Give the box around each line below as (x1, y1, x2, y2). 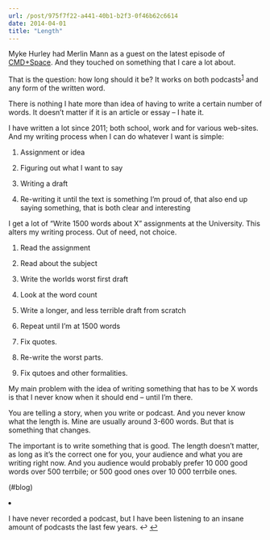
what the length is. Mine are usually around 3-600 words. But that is (8, 417, 235, 427)
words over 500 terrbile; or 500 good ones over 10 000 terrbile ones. (8, 466, 238, 477)
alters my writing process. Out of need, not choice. (8, 227, 177, 237)
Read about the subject (19, 259, 98, 268)
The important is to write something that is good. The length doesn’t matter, (8, 441, 260, 451)
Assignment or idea (19, 147, 85, 158)
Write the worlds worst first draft (19, 274, 129, 284)
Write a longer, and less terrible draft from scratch (19, 306, 187, 315)
